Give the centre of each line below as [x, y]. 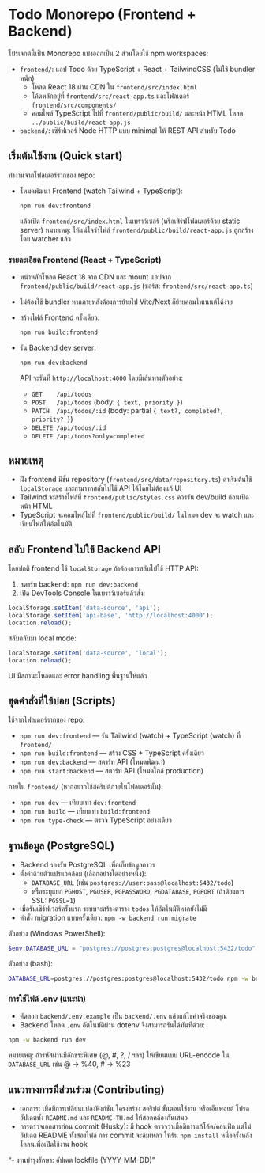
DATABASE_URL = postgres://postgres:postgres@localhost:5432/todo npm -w [128, 979]
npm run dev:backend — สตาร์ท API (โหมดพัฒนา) [92, 762]
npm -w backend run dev [47, 1040]
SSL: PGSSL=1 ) [54, 901]
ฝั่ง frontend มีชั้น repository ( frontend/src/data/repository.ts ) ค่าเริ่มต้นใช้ [136, 480]
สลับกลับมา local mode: [42, 638]
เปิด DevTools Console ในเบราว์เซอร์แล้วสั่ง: [82, 593]
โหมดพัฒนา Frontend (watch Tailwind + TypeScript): [101, 191]
